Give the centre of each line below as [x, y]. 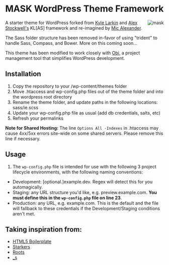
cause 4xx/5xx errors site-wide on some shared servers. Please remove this [84, 133]
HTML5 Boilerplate [32, 241]
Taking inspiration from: [44, 229]
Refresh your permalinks [38, 118]
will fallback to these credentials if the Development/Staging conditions [86, 208]
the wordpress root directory [42, 97]
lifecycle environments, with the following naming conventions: [78, 172]
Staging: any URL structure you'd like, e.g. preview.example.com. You [84, 192]
